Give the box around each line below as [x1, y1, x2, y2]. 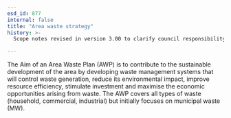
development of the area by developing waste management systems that [7, 68, 214, 76]
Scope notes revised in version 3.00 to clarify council [13, 36, 180, 43]
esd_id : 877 [7, 10, 41, 17]
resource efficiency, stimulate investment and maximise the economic [7, 82, 205, 91]
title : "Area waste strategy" [7, 23, 94, 29]
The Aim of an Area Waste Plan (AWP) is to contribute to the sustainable [7, 60, 212, 69]
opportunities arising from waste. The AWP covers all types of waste [7, 90, 201, 98]
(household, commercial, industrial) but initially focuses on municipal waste [7, 97, 221, 105]
